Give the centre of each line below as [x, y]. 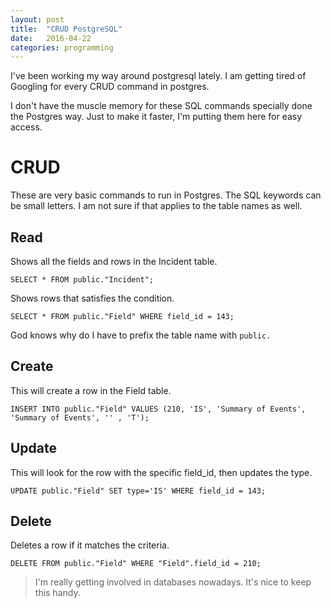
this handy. [57, 593]
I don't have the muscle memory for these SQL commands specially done [161, 106]
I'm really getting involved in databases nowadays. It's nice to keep [173, 582]
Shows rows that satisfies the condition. [92, 298]
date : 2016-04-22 [51, 38]
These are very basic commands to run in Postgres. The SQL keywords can [166, 195]
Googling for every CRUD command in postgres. [110, 87]
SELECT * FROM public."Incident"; [82, 280]
